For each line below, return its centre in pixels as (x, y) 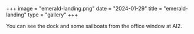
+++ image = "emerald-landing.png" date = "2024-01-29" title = (84, 8)
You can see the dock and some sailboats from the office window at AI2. (94, 26)
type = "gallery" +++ (53, 15)
